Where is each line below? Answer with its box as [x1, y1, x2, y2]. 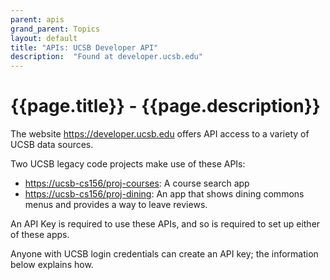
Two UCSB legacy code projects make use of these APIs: [10, 158, 246, 170]
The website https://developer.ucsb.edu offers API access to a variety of [10, 128, 310, 140]
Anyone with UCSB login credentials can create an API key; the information [10, 248, 319, 260]
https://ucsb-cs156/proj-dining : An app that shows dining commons [24, 188, 305, 200]
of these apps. [10, 229, 70, 241]
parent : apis [10, 14, 65, 25]
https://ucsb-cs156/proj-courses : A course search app [24, 177, 250, 190]
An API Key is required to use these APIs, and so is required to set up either [10, 218, 321, 230]
